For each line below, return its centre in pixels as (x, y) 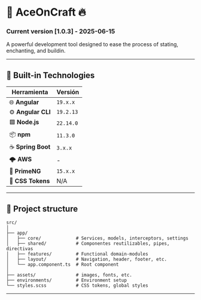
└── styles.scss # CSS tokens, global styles (77, 286)
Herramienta (30, 92)
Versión (68, 92)
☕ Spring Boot (30, 147)
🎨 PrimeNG (25, 172)
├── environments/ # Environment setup (67, 280)
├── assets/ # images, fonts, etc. (69, 275)
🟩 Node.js (24, 122)
